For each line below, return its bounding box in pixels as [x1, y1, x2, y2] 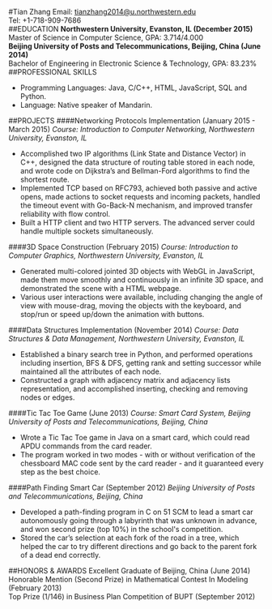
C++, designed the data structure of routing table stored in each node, [19, 157, 255, 167]
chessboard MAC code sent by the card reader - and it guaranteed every [19, 458, 265, 468]
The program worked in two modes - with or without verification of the [19, 450, 256, 459]
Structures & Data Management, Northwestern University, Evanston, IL [8, 334, 245, 343]
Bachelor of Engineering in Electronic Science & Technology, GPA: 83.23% [8, 58, 257, 68]
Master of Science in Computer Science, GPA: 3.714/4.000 [8, 32, 204, 42]
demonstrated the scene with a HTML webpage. [19, 284, 182, 293]
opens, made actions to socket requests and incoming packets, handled [19, 192, 261, 201]
